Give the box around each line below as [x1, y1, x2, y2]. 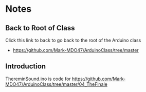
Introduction [5, 62, 46, 71]
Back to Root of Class [5, 24, 76, 32]
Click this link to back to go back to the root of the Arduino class [5, 37, 141, 43]
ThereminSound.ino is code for [5, 76, 71, 82]
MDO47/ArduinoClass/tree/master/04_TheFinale [5, 81, 108, 87]
